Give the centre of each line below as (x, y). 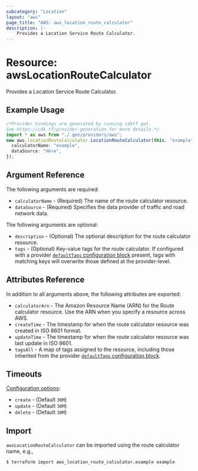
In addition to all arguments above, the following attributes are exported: (94, 294)
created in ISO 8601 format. (48, 331)
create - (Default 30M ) (41, 400)
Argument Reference (45, 175)
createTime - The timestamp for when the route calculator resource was (102, 324)
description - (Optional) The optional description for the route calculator (103, 236)
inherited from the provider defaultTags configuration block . (88, 355)
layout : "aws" (24, 17)
